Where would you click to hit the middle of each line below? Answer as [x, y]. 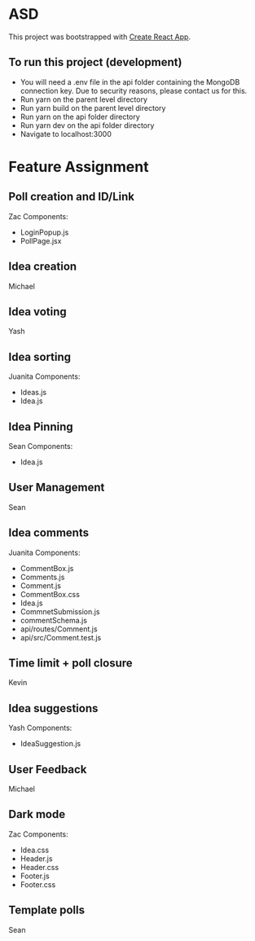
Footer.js [35, 876]
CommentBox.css [50, 594]
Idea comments [49, 533]
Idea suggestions [53, 708]
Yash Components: [40, 728]
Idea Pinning [41, 427]
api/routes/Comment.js [59, 629]
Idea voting [37, 312]
